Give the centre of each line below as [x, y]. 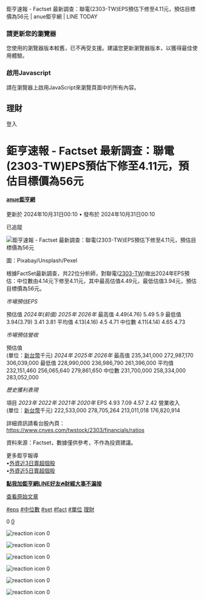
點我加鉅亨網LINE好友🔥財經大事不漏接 [54, 483]
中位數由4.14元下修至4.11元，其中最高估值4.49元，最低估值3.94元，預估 [107, 280]
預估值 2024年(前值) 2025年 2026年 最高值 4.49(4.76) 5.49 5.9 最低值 [94, 314]
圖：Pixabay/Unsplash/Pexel [42, 260]
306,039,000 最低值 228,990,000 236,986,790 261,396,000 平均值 [90, 362]
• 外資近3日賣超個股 [31, 463]
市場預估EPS [22, 301]
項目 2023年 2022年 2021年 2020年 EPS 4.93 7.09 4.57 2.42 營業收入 [93, 402]
